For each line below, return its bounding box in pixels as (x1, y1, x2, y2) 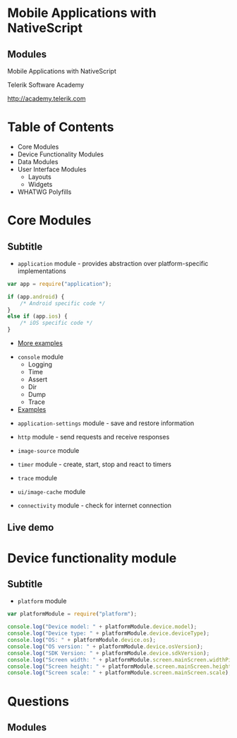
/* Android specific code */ (20, 299, 106, 307)
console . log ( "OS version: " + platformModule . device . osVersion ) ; (7, 642, 203, 650)
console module (17, 352, 63, 362)
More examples (17, 339, 63, 347)
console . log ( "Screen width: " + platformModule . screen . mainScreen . (7, 656, 210, 663)
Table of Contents (7, 119, 114, 135)
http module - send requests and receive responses (17, 433, 170, 442)
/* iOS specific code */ (20, 320, 93, 327)
